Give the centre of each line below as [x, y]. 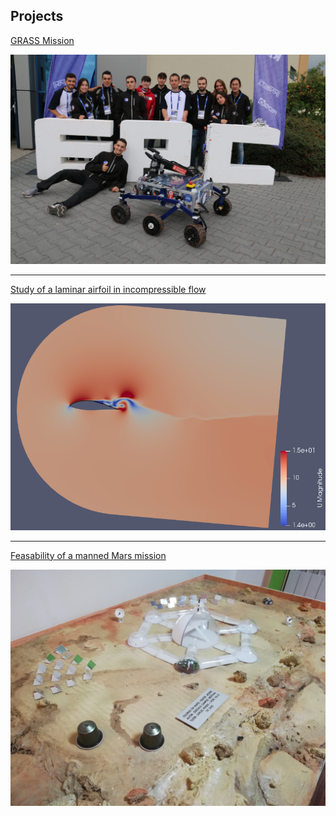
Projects [37, 16]
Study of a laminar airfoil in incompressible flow [108, 290]
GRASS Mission [42, 40]
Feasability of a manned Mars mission [88, 555]
